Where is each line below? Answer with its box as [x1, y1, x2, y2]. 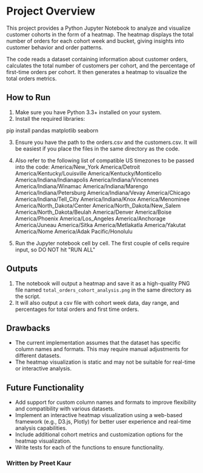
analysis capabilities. [15, 424, 68, 432]
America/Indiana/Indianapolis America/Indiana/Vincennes [15, 176, 159, 183]
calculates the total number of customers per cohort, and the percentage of [6, 62, 195, 69]
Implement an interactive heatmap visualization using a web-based [15, 412, 183, 419]
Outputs [6, 264, 38, 274]
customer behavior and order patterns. [6, 44, 103, 51]
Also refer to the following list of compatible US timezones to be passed [15, 157, 195, 164]
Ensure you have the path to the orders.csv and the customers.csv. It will [15, 138, 198, 146]
